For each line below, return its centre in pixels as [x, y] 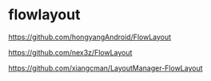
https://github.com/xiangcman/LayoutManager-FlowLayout [105, 68]
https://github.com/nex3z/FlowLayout [70, 52]
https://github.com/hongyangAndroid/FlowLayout [90, 37]
